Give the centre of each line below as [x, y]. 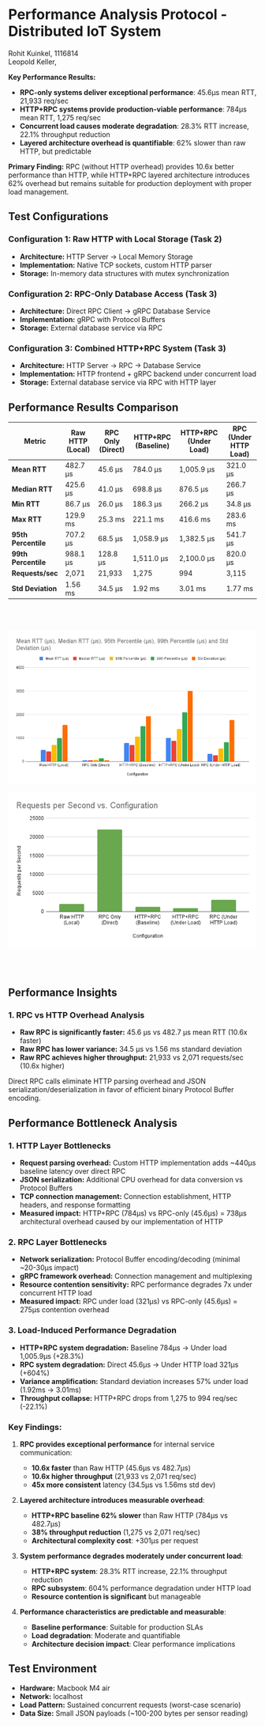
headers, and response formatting [75, 1205]
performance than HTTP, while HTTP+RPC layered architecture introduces [129, 175]
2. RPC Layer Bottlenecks [58, 1242]
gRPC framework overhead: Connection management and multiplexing [136, 1276]
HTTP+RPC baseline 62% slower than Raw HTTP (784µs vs [130, 1515]
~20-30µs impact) [49, 1268]
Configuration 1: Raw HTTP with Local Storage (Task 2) [115, 239]
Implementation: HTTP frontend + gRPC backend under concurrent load [138, 374]
